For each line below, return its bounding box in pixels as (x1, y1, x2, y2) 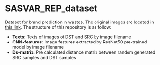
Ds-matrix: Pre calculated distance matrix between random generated (12, 49, 156, 55)
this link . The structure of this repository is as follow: (5, 24, 112, 30)
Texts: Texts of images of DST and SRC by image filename (12, 34, 131, 40)
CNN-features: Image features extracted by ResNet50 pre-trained (12, 39, 147, 44)
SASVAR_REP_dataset (5, 3, 97, 14)
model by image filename (12, 44, 64, 50)
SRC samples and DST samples (12, 54, 76, 60)
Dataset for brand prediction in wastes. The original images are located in (5, 19, 154, 25)
